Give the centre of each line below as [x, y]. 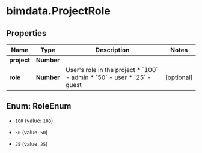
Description [112, 50]
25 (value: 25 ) [31, 144]
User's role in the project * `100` [112, 70]
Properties [26, 33]
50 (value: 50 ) [31, 132]
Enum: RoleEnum [39, 106]
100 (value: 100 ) [34, 121]
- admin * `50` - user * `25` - [109, 77]
